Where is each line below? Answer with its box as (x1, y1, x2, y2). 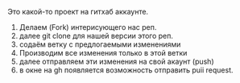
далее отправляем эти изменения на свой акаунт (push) (19, 56, 214, 66)
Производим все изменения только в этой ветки (19, 48, 188, 57)
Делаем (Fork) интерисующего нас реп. (19, 23, 157, 31)
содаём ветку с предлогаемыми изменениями (19, 39, 181, 49)
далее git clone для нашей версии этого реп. (19, 31, 174, 40)
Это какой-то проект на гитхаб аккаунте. (7, 7, 149, 16)
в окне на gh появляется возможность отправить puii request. (19, 65, 234, 75)
